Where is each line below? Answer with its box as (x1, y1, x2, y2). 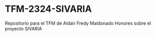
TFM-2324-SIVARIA (5, 3, 92, 15)
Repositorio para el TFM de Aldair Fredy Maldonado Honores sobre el (5, 20, 151, 26)
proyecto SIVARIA (5, 25, 42, 31)
